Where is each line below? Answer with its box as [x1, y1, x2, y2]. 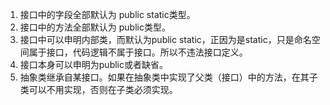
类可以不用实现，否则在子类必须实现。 [19, 84, 178, 95]
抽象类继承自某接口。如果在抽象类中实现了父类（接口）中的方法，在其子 [19, 71, 318, 83]
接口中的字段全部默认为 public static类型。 [19, 9, 196, 20]
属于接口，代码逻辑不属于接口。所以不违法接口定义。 [28, 46, 248, 58]
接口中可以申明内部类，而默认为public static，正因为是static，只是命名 [19, 34, 312, 45]
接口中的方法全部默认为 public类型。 [19, 21, 171, 33]
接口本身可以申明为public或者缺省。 [19, 59, 168, 70]
